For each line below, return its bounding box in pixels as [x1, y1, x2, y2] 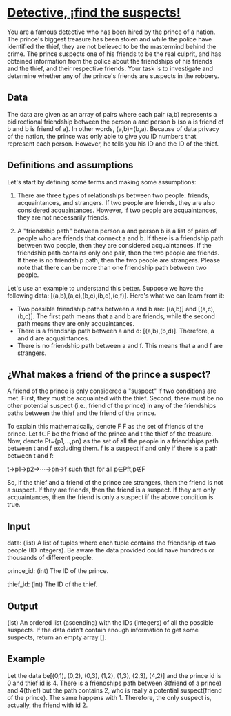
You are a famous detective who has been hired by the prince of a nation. [7, 28, 216, 36]
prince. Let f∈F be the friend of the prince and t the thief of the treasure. [7, 429, 214, 438]
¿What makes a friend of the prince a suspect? [7, 368, 211, 380]
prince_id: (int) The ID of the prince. [7, 567, 109, 575]
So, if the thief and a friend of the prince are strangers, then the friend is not [7, 478, 223, 487]
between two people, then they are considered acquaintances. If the [17, 241, 212, 249]
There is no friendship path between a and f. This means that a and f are [17, 341, 223, 349]
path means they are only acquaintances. [17, 319, 135, 327]
